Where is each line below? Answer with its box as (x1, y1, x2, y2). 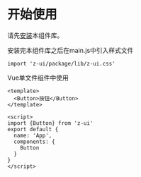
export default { (7, 126, 59, 133)
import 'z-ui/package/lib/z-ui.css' (7, 60, 115, 67)
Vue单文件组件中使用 (7, 73, 69, 82)
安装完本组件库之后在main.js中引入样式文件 (7, 46, 134, 54)
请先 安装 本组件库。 (7, 31, 64, 39)
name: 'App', (13, 132, 52, 139)
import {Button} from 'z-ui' (7, 119, 94, 127)
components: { (13, 138, 55, 145)
